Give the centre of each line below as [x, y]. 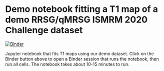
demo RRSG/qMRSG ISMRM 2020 [76, 20]
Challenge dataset [44, 30]
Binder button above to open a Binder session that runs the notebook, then [82, 59]
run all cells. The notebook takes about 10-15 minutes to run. [67, 64]
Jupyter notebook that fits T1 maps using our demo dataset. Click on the [79, 54]
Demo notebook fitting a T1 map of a [82, 9]
